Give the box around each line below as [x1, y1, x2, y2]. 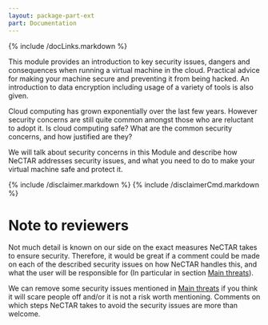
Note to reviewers [8, 216, 130, 235]
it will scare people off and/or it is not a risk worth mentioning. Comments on [8, 292, 261, 302]
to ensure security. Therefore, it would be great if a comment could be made [8, 251, 260, 261]
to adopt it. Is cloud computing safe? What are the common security [8, 123, 233, 133]
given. [8, 90, 30, 100]
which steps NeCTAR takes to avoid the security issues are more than [8, 301, 238, 311]
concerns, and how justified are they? [8, 131, 133, 141]
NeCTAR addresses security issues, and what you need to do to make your [8, 155, 255, 165]
